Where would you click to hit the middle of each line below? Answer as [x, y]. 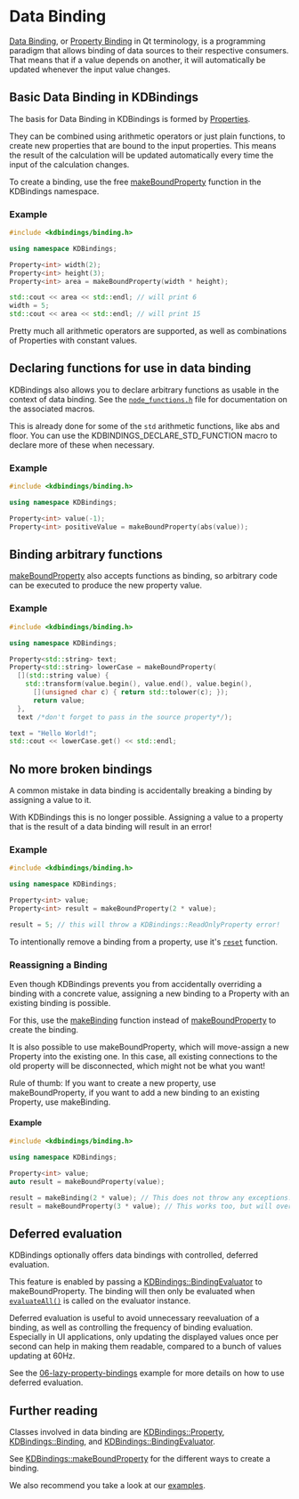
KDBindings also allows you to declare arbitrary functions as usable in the [144, 390]
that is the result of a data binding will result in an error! [110, 827]
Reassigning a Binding [59, 965]
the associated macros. [52, 409]
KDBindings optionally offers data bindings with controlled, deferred [134, 1255]
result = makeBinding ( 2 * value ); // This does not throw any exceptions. [151, 1198]
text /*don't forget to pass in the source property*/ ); [125, 717]
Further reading [53, 1410]
